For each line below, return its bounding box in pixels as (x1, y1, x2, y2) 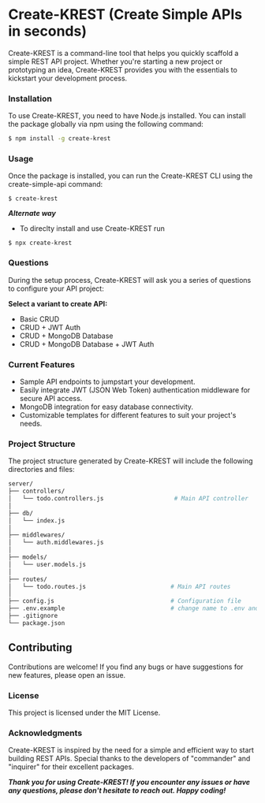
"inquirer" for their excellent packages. (8, 762, 134, 771)
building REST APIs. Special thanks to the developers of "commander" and (8, 754, 251, 764)
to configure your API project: (8, 284, 104, 293)
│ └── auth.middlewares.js (8, 538, 104, 547)
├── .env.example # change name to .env (8, 604, 245, 612)
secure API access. (19, 394, 83, 403)
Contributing (8, 641, 73, 655)
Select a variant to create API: (8, 299, 108, 308)
